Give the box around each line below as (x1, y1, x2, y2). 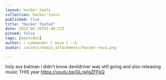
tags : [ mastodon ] (5, 36, 42, 41)
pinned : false (5, 31, 35, 36)
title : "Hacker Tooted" (5, 21, 56, 27)
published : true (5, 17, 39, 22)
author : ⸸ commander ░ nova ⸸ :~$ (5, 41, 77, 46)
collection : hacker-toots (5, 12, 60, 17)
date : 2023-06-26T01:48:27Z (5, 26, 65, 31)
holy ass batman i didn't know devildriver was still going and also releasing (5, 63, 161, 69)
